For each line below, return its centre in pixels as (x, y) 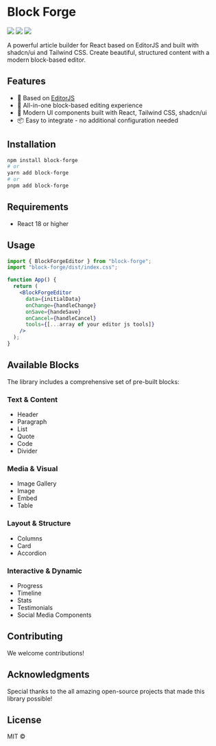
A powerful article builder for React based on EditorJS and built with (103, 45)
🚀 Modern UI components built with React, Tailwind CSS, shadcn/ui (112, 112)
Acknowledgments (49, 675)
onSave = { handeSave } (53, 312)
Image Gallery (37, 484)
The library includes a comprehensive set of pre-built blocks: (93, 381)
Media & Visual (33, 468)
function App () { (32, 280)
